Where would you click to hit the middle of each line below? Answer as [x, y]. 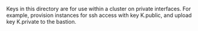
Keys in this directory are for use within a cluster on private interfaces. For [99, 9]
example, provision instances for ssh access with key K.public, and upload [99, 15]
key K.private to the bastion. [41, 22]
